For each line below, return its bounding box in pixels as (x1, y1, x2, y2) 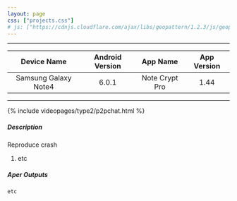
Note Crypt (141, 73, 178, 83)
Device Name (20, 57, 67, 67)
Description (7, 123, 43, 131)
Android (94, 52, 122, 62)
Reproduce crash (7, 140, 58, 149)
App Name (141, 57, 178, 67)
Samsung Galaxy (16, 73, 72, 83)
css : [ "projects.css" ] (7, 17, 74, 24)
